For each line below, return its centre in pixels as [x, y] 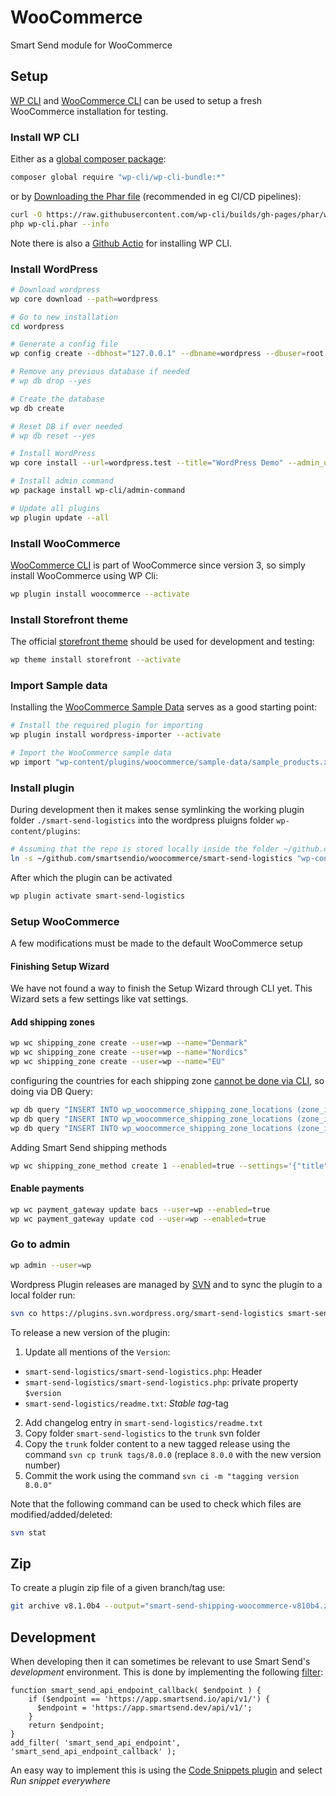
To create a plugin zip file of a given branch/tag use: [118, 1588]
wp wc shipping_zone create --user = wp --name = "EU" [118, 1062]
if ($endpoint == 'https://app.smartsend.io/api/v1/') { [149, 1699]
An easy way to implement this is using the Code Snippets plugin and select [166, 1770]
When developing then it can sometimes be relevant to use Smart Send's [160, 1661]
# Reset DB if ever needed [66, 426]
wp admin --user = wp [51, 1265]
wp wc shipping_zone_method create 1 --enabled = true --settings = [149, 1166]
